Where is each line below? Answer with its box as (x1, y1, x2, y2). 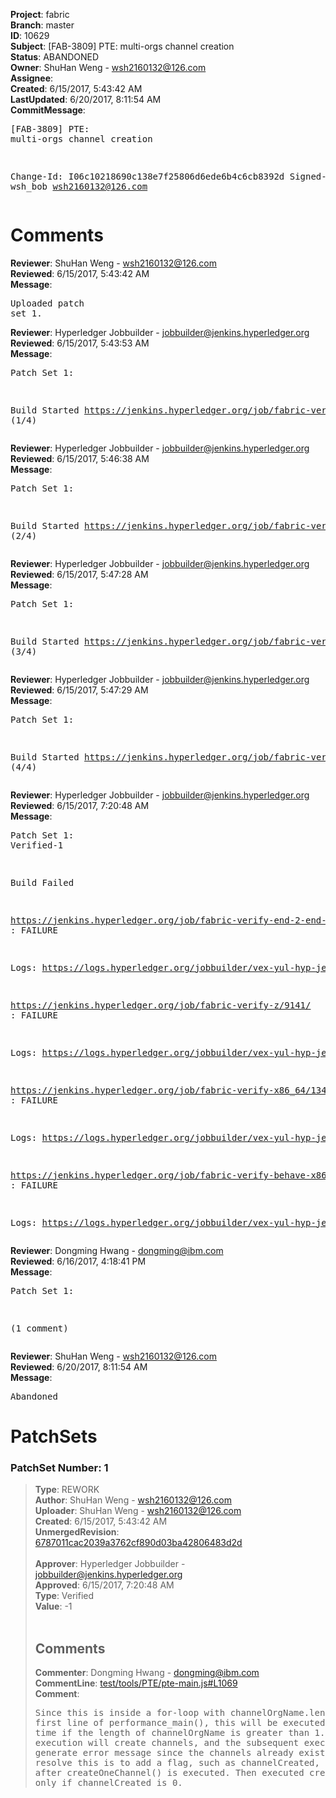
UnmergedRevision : (34, 1526, 120, 1538)
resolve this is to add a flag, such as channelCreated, (34, 1757, 320, 1769)
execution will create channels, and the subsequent (34, 1737, 300, 1749)
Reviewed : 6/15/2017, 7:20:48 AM (10, 799, 150, 811)
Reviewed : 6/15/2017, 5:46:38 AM (10, 452, 150, 464)
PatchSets (10, 1425, 98, 1448)
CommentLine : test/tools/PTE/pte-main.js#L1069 (34, 1677, 238, 1689)
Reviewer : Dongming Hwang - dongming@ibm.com (10, 1244, 224, 1256)
